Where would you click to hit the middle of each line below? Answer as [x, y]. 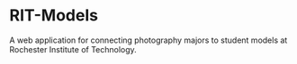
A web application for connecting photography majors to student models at [148, 40]
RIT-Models [54, 16]
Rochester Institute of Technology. [73, 49]
